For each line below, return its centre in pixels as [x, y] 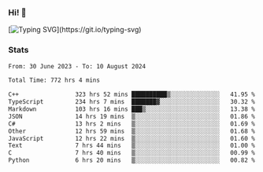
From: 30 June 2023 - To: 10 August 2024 [77, 66]
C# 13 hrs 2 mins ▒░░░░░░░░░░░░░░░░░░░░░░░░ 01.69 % [132, 124]
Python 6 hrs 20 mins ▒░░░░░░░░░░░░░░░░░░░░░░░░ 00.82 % [132, 160]
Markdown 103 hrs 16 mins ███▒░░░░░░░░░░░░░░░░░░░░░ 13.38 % [132, 109]
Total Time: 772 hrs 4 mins [54, 81]
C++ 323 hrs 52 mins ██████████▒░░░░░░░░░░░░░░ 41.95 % [132, 95]
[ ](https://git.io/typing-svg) [75, 30]
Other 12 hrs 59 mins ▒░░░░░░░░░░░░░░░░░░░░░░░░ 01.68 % [132, 131]
